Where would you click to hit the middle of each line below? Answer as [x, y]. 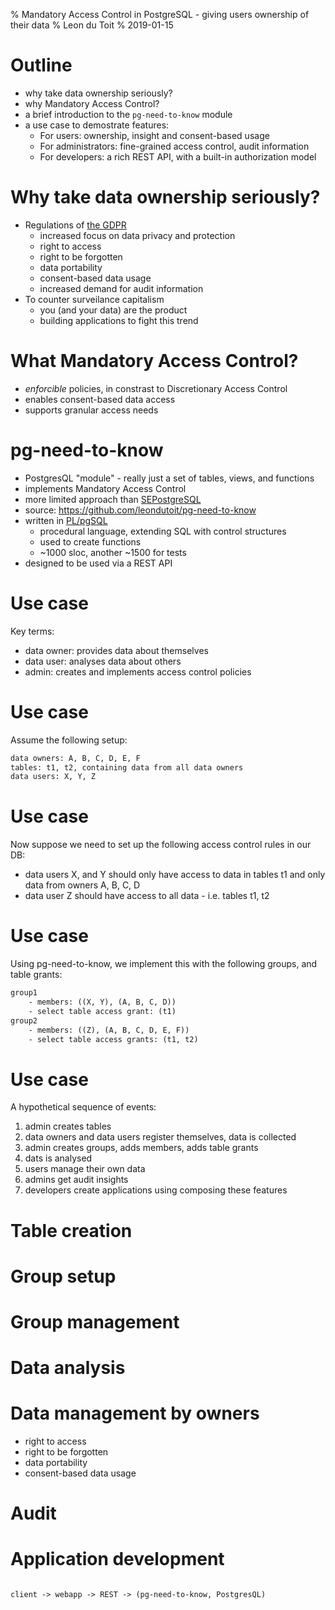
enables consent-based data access [100, 399]
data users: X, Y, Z [53, 777]
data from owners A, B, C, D [82, 885]
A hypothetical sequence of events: [83, 1107]
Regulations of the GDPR [75, 225]
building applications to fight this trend [119, 320]
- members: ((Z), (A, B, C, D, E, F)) [109, 1030]
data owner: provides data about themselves [116, 650]
